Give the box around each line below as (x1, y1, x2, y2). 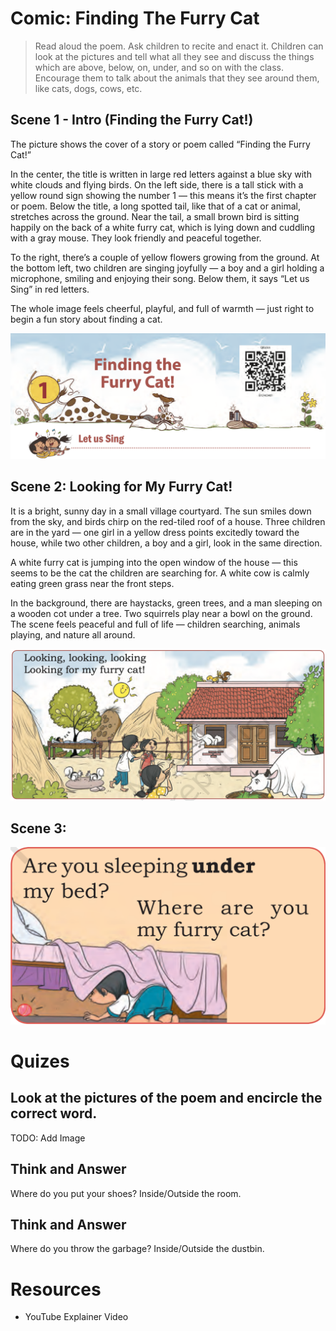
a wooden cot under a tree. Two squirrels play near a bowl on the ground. (10, 607, 313, 619)
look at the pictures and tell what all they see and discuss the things (34, 50, 315, 62)
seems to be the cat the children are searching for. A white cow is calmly (10, 567, 310, 579)
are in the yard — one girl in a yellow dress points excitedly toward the (10, 526, 300, 538)
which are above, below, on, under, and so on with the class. (34, 61, 284, 73)
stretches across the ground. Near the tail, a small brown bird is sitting (10, 210, 300, 222)
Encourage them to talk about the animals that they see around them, (34, 72, 320, 84)
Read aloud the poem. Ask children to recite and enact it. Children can (34, 40, 324, 52)
